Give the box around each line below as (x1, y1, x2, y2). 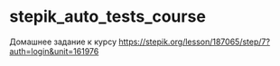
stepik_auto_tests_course (9, 6, 206, 27)
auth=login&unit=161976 (9, 45, 99, 56)
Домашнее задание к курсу (9, 36, 117, 47)
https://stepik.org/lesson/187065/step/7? (118, 36, 271, 47)
